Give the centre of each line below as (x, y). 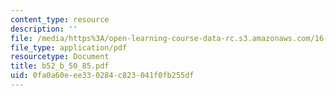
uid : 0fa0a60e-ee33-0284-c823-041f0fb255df (102, 76)
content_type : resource (60, 19)
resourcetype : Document (60, 57)
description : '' (44, 29)
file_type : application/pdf (69, 47)
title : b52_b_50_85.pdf (60, 66)
